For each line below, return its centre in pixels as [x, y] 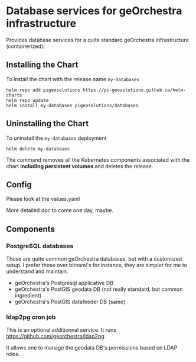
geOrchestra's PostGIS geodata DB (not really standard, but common [99, 289]
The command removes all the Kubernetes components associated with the [98, 160]
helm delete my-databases [38, 149]
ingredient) [28, 296]
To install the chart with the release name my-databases [73, 79]
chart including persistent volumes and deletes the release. [80, 166]
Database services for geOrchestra [94, 11]
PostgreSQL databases [40, 246]
